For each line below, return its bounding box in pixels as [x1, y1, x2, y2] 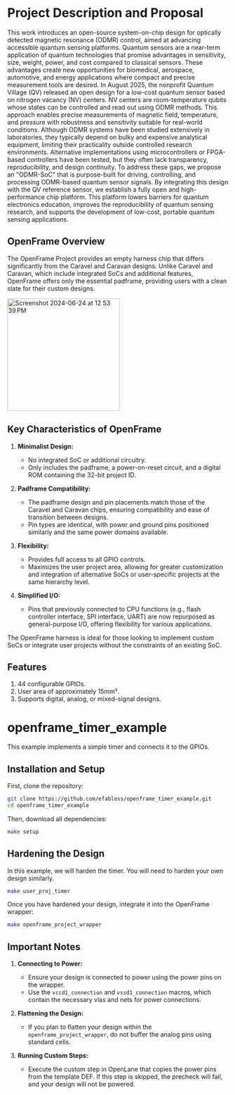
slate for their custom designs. [7, 284, 95, 293]
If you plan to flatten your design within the [27, 1023, 152, 1032]
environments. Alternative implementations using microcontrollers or [7, 148, 206, 156]
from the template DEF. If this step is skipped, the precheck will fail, [27, 1072, 223, 1081]
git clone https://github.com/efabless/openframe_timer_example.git [7, 795, 212, 803]
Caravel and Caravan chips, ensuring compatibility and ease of [27, 505, 210, 514]
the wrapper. [27, 980, 65, 989]
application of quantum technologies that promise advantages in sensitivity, [7, 51, 226, 59]
